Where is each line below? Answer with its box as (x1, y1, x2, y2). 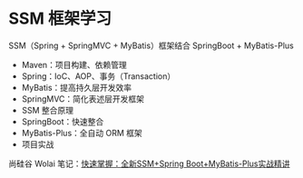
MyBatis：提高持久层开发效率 (21, 82, 132, 93)
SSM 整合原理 (21, 104, 74, 115)
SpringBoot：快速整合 (21, 115, 104, 127)
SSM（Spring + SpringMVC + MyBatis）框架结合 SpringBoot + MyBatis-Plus (8, 40, 294, 51)
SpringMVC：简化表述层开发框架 (21, 93, 145, 104)
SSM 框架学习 (8, 8, 112, 29)
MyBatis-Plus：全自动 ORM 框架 (21, 127, 142, 138)
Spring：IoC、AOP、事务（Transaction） (21, 70, 176, 82)
